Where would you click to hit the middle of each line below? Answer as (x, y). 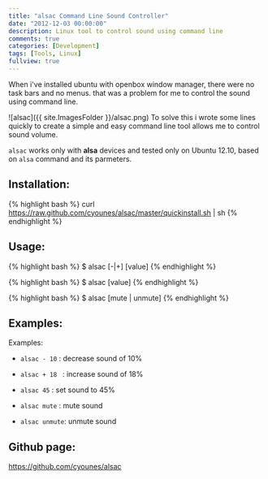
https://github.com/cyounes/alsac (65, 467)
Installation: (39, 185)
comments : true (34, 39)
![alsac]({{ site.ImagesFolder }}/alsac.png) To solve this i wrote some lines (132, 117)
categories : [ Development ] (54, 46)
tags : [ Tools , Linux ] (45, 54)
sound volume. (33, 134)
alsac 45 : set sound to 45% (67, 390)
